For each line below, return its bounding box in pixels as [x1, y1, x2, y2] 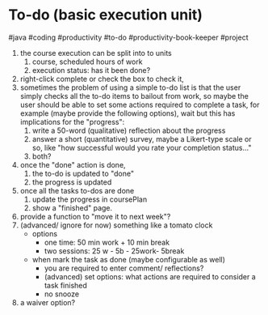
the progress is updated [31, 177, 112, 187]
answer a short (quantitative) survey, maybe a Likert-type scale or [31, 134, 252, 143]
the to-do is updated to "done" [31, 168, 135, 178]
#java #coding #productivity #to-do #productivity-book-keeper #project [8, 32, 249, 42]
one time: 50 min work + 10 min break [44, 237, 170, 247]
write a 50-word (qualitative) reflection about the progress [31, 126, 226, 135]
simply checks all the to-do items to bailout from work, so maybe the [19, 91, 249, 100]
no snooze [44, 289, 79, 299]
